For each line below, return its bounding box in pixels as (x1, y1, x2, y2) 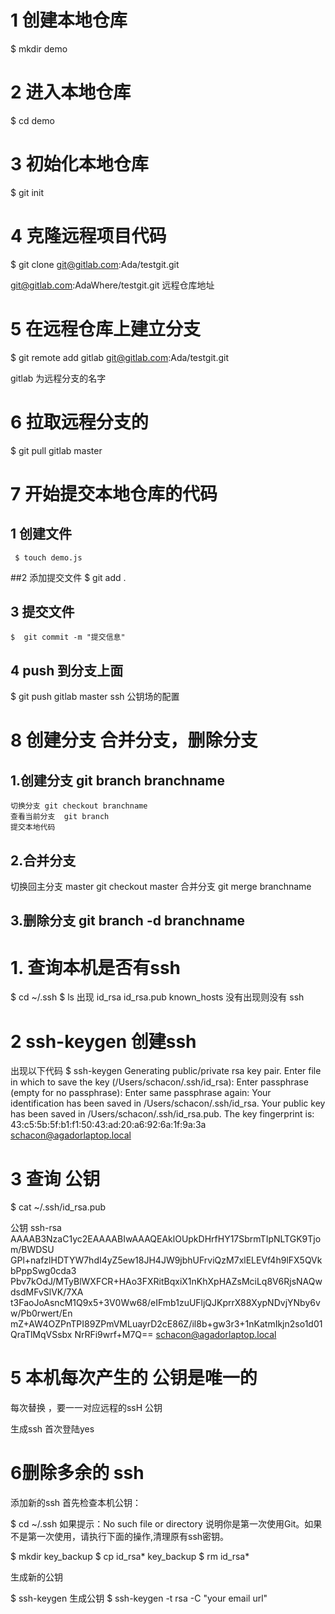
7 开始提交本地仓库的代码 (10, 482, 218, 505)
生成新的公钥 (10, 1571, 63, 1583)
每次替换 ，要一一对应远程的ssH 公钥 (10, 1402, 163, 1414)
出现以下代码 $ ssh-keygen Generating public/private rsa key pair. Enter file (10, 1065, 322, 1077)
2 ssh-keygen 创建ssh (10, 1030, 197, 1053)
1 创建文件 (10, 526, 73, 543)
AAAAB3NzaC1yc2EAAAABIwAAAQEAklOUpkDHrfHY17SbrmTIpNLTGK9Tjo (10, 1233, 322, 1245)
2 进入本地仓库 (10, 81, 132, 104)
